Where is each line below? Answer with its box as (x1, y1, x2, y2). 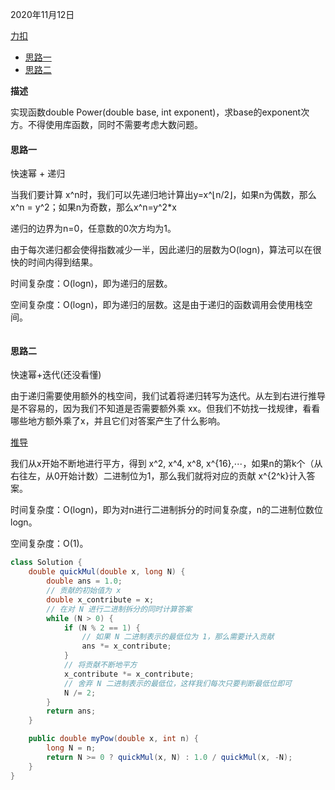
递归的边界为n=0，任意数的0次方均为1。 (10, 223, 177, 235)
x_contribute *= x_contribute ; (63, 669, 195, 679)
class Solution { (10, 558, 83, 568)
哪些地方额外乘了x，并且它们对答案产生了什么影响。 (10, 415, 226, 427)
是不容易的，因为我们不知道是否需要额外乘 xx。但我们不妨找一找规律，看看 (10, 403, 321, 415)
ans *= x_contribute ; (81, 641, 172, 652)
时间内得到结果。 (27, 256, 98, 268)
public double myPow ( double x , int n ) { (28, 734, 199, 744)
